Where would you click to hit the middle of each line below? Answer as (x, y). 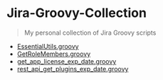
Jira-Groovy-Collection (77, 13)
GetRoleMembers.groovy (54, 54)
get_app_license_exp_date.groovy (67, 61)
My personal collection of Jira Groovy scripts (90, 33)
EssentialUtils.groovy (48, 46)
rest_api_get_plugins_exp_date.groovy (73, 69)
